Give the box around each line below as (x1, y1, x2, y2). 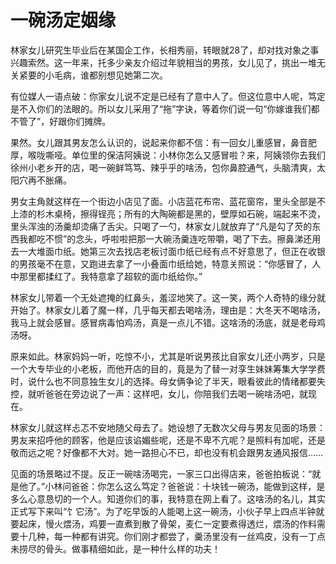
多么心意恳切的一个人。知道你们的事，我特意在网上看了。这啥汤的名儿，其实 (10, 492, 326, 505)
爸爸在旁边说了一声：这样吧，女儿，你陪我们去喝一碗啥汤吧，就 (44, 387, 308, 400)
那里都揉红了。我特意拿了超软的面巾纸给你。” (18, 270, 203, 282)
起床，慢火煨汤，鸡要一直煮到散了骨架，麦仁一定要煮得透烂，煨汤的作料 (18, 517, 317, 530)
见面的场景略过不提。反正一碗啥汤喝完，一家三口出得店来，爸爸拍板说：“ (10, 467, 313, 480)
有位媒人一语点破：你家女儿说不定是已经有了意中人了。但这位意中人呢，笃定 (10, 90, 326, 102)
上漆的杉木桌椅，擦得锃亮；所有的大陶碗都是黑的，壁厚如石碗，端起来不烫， (10, 207, 326, 220)
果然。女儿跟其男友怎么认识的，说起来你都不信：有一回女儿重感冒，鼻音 (10, 136, 308, 148)
